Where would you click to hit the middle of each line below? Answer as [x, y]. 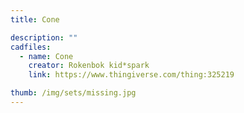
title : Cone [35, 19]
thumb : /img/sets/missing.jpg [73, 93]
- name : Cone [46, 56]
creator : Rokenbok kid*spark [89, 66]
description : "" [44, 37]
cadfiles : [31, 47]
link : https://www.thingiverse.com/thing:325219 [131, 75]
